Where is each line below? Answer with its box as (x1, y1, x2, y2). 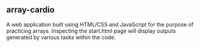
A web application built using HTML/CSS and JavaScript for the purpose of (6, 20, 194, 28)
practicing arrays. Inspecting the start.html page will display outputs (6, 27, 176, 34)
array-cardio (6, 5, 55, 15)
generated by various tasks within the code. (6, 33, 116, 41)
